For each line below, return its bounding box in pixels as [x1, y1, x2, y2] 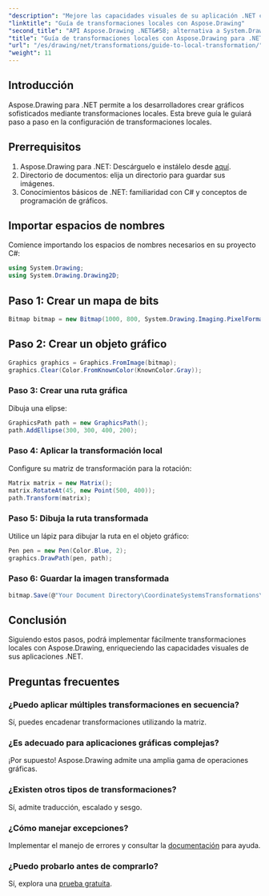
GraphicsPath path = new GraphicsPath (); [8, 419, 149, 427]
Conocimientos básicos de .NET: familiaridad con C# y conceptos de [19, 187, 247, 197]
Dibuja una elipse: [8, 403, 67, 413]
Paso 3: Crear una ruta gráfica [8, 385, 128, 396]
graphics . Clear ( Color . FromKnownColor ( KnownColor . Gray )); [8, 366, 203, 374]
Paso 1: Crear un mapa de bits [8, 294, 159, 307]
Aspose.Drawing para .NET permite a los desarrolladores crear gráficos [8, 99, 244, 109]
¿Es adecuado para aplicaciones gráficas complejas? [8, 737, 220, 748]
